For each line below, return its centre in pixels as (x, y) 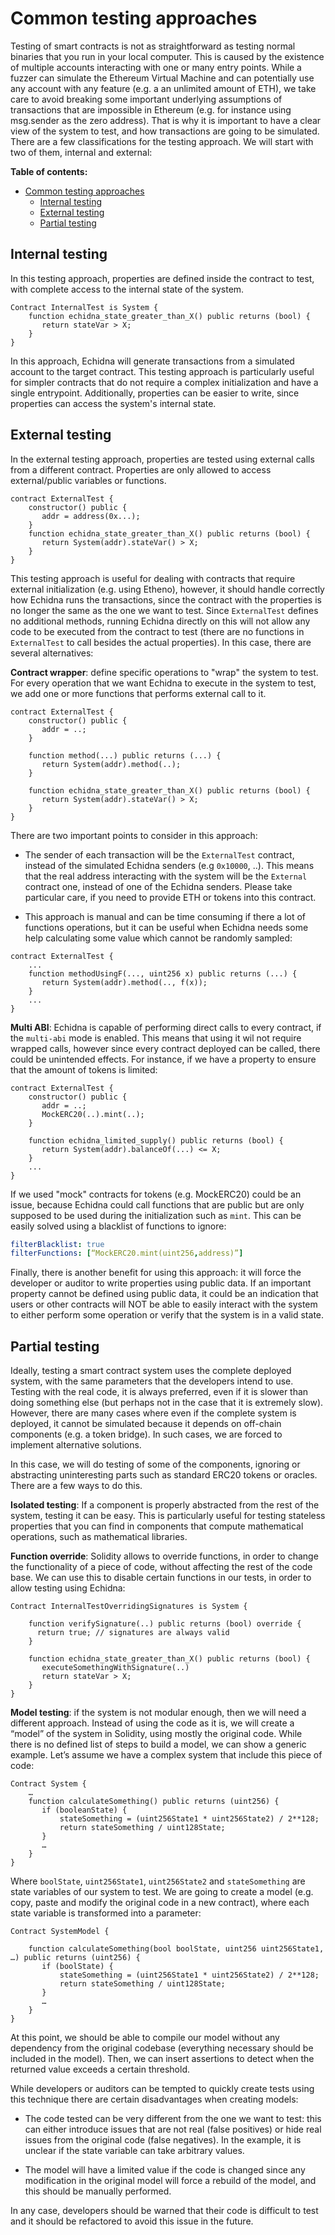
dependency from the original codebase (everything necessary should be (162, 2048)
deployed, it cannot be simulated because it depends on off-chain (146, 1424)
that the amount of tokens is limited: (84, 1069)
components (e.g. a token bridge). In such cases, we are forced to (146, 1434)
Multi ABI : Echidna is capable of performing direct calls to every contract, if (166, 1027)
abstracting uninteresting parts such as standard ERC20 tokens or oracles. (164, 1475)
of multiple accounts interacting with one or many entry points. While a (156, 67)
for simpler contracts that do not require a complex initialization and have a (164, 382)
